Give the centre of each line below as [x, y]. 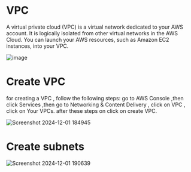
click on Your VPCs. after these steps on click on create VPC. [82, 110]
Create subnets [46, 147]
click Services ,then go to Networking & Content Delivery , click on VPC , [96, 105]
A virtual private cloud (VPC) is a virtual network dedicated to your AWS [95, 27]
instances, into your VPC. [37, 46]
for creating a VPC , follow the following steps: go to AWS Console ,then [95, 98]
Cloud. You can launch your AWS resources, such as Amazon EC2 [88, 39]
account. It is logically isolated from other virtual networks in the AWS [92, 33]
